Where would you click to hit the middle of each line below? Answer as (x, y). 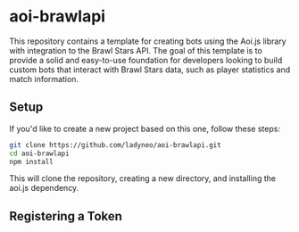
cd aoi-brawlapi (39, 153)
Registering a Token (66, 216)
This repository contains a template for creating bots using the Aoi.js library (148, 41)
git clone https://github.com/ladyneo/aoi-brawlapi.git (115, 145)
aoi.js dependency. (44, 188)
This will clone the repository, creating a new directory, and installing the (143, 178)
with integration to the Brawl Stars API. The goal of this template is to (136, 50)
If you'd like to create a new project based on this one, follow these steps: (145, 128)
